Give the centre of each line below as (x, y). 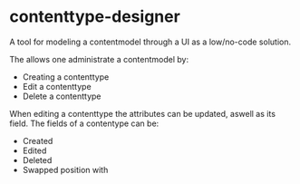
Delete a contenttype (62, 96)
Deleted (37, 160)
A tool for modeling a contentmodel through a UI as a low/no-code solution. (150, 42)
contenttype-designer (95, 17)
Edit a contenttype (57, 86)
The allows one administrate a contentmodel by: (99, 59)
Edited (34, 150)
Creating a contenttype (66, 77)
